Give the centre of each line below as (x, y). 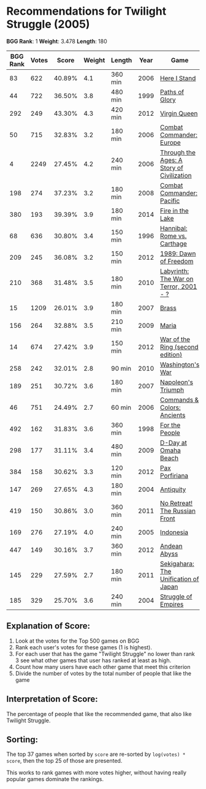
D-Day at (174, 442)
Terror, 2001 (179, 286)
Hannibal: (174, 228)
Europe (170, 142)
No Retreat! (177, 503)
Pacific (170, 200)
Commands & (180, 399)
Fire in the (174, 211)
